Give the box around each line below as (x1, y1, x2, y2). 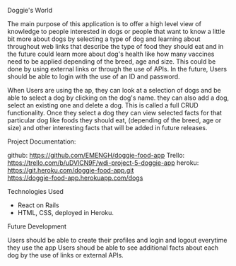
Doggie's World (7, 6, 53, 14)
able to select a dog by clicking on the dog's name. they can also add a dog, (7, 93, 230, 102)
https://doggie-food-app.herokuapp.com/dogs (7, 173, 143, 182)
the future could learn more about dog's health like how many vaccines (7, 50, 215, 58)
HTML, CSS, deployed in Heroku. (17, 209, 114, 216)
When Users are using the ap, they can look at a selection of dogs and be (7, 86, 221, 94)
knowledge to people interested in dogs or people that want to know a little (7, 28, 225, 35)
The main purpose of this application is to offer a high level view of (7, 20, 201, 28)
